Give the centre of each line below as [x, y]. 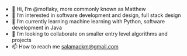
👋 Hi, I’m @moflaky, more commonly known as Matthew [79, 9]
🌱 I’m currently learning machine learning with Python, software [88, 21]
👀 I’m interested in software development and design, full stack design [96, 15]
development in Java [37, 27]
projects [22, 40]
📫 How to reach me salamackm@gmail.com [65, 46]
